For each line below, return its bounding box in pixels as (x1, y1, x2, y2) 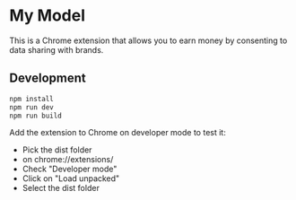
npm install (9, 94, 54, 103)
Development (9, 71, 87, 86)
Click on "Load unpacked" (22, 173, 120, 184)
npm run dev (9, 102, 54, 112)
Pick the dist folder (22, 144, 92, 155)
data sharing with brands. (9, 44, 104, 55)
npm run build (9, 111, 63, 120)
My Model (9, 5, 86, 26)
